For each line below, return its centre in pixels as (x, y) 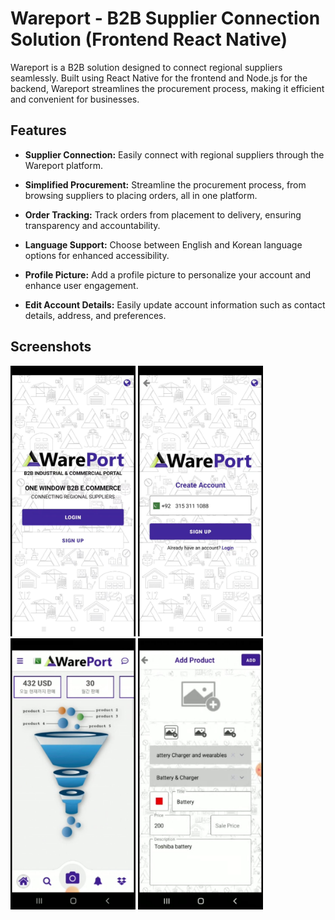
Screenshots (51, 347)
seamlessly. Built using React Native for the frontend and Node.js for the (159, 78)
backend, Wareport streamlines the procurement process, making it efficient (167, 88)
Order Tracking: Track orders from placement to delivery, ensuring (163, 214)
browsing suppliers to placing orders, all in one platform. (141, 195)
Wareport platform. (63, 165)
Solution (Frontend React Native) (149, 39)
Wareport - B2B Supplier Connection (165, 18)
